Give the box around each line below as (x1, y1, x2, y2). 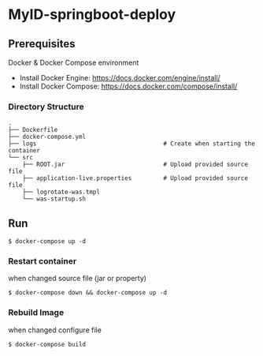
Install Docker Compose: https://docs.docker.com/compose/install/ (19, 81, 238, 91)
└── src (8, 154, 34, 162)
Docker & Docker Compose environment (8, 58, 139, 67)
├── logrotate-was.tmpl (22, 188, 101, 197)
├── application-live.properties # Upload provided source (22, 174, 248, 182)
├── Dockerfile (8, 126, 58, 134)
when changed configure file (8, 325, 102, 335)
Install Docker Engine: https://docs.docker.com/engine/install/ (19, 73, 220, 82)
